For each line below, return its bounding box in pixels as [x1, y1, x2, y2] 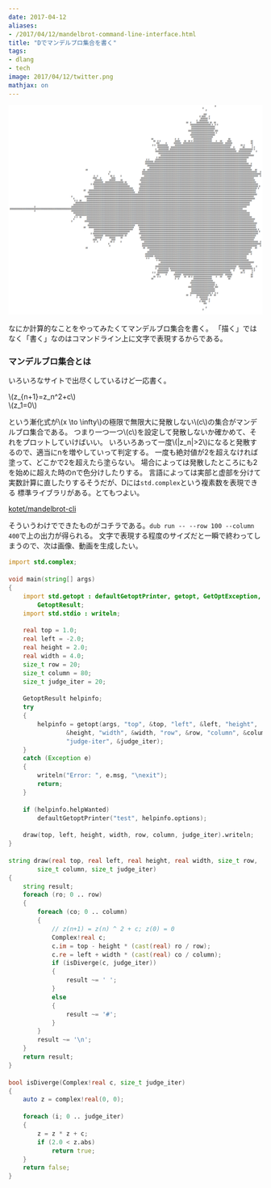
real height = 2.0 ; [23, 644, 89, 652]
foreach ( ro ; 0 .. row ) [23, 890, 103, 899]
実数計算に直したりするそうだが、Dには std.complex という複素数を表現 [8, 478, 244, 488]
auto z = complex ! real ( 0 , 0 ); [23, 1096, 125, 1104]
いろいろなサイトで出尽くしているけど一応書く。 [8, 376, 171, 386]
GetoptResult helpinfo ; [23, 695, 103, 703]
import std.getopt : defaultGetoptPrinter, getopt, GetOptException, [23, 592, 262, 600]
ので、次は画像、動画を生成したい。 [22, 541, 143, 551]
